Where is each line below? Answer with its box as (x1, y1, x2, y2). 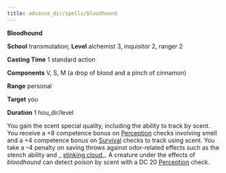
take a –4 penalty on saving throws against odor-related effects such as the (7, 143, 220, 151)
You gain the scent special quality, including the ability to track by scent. (7, 121, 210, 130)
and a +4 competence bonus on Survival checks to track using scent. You (7, 136, 215, 144)
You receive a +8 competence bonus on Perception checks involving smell (7, 129, 217, 137)
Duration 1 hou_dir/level (7, 108, 74, 116)
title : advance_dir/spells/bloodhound (7, 10, 117, 17)
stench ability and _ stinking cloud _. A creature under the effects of (7, 150, 196, 159)
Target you (7, 95, 39, 103)
